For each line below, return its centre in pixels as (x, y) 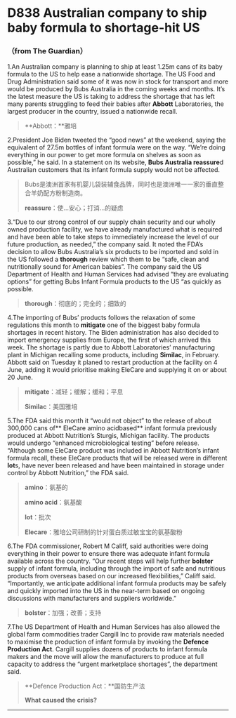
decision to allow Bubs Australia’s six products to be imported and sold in (113, 252)
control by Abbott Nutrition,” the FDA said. (68, 473)
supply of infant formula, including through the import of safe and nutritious (117, 569)
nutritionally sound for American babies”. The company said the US (105, 267)
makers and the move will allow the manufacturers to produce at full (106, 657)
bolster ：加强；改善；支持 (63, 613)
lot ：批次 (38, 517)
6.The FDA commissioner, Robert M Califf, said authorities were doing (108, 546)
